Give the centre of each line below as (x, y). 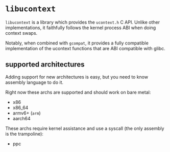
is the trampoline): (24, 134)
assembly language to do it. (34, 82)
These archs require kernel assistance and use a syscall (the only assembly (85, 128)
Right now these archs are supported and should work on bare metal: (78, 92)
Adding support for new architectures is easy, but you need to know (77, 77)
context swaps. (21, 33)
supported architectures (45, 65)
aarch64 (21, 118)
